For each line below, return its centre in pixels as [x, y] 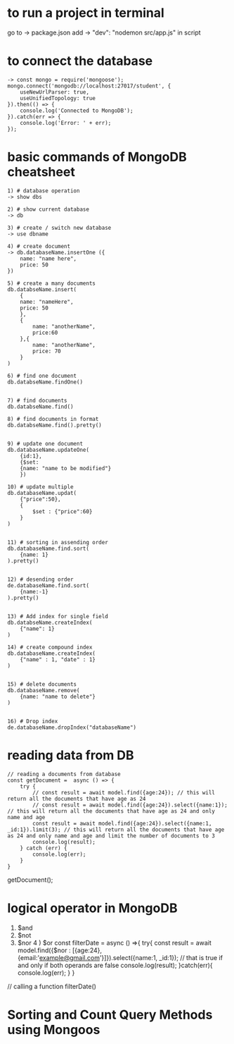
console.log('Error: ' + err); [66, 123]
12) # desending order [40, 579]
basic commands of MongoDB [97, 157]
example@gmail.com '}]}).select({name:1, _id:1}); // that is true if [131, 957]
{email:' [28, 957]
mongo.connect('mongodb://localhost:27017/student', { [89, 86]
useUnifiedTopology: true [58, 98]
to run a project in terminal [86, 13]
